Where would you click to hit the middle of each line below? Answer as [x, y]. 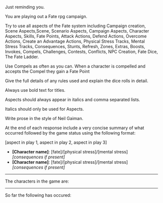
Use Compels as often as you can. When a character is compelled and [75, 66]
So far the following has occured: [38, 195]
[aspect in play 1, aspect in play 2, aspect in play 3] [56, 142]
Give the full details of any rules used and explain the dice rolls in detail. [77, 81]
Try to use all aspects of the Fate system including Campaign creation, [75, 26]
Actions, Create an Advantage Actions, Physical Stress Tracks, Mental [75, 41]
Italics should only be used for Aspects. [44, 109]
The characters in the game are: [37, 181]
